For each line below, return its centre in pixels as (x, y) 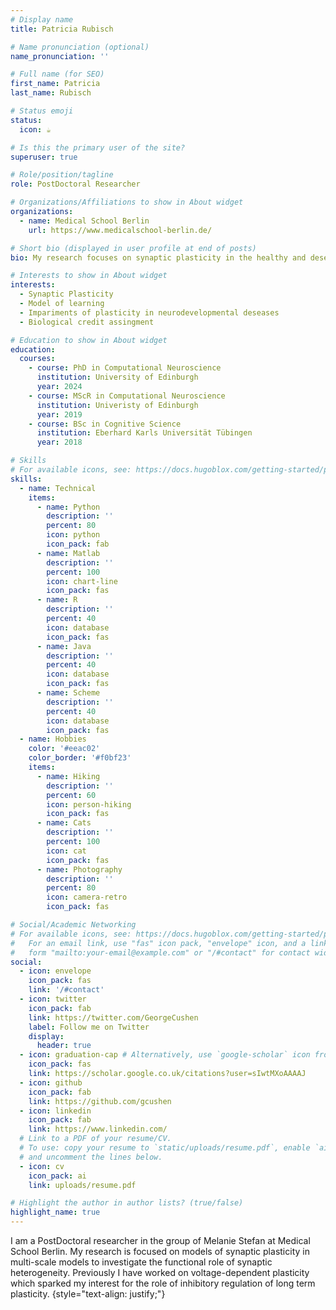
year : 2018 (59, 442)
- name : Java (64, 646)
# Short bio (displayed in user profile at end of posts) (133, 248)
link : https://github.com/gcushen (100, 1101)
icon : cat (66, 851)
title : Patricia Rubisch (62, 29)
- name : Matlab (68, 553)
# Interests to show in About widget (89, 276)
